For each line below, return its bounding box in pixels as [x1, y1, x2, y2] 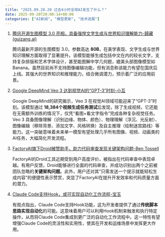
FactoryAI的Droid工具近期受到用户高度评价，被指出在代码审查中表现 [12, 156, 151, 162]
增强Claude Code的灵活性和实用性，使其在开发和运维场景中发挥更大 [12, 220, 152, 226]
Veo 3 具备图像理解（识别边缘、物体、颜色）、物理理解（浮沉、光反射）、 [12, 117, 160, 122]
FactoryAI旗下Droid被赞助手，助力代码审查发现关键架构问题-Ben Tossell [12, 146, 159, 152]
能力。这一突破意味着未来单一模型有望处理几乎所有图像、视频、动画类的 [12, 129, 160, 135]
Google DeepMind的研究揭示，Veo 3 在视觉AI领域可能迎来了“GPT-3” [12, 98, 153, 104]
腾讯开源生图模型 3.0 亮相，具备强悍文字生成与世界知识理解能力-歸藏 [12, 31, 153, 37]
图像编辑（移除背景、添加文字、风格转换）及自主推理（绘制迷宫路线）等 [12, 123, 160, 129]
